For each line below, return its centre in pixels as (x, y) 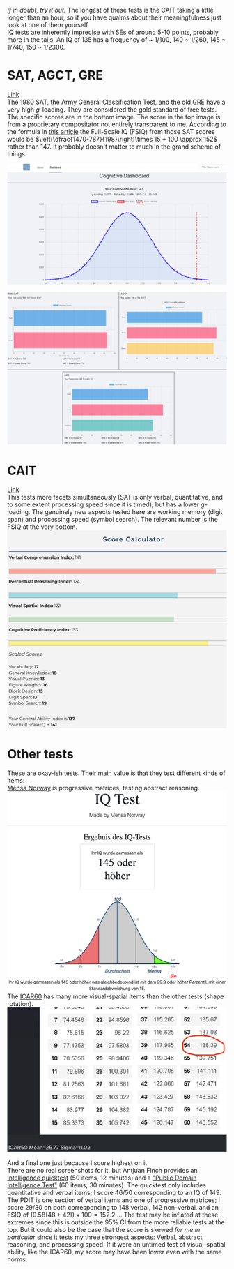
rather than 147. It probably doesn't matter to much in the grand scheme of (114, 147)
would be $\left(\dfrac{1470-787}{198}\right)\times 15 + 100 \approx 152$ (112, 139)
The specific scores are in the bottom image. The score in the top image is (114, 117)
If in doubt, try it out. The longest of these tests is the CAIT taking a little (110, 10)
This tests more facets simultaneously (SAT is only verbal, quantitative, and (115, 497)
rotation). (20, 1003)
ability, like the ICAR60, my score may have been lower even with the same (115, 1252)
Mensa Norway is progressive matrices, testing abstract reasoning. (103, 788)
